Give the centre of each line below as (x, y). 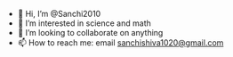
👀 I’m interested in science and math (84, 23)
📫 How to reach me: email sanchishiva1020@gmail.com (121, 43)
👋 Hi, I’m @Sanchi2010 (59, 14)
